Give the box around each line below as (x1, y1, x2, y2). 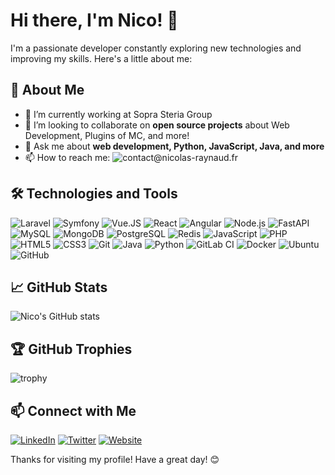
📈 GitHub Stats (10, 279, 108, 296)
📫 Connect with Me (10, 402, 137, 419)
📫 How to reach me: (24, 151, 111, 163)
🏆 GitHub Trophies (10, 340, 133, 358)
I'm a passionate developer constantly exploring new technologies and (10, 42, 302, 54)
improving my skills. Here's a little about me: (10, 52, 193, 64)
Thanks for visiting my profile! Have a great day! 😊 (10, 454, 220, 465)
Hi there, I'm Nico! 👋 (10, 9, 179, 32)
